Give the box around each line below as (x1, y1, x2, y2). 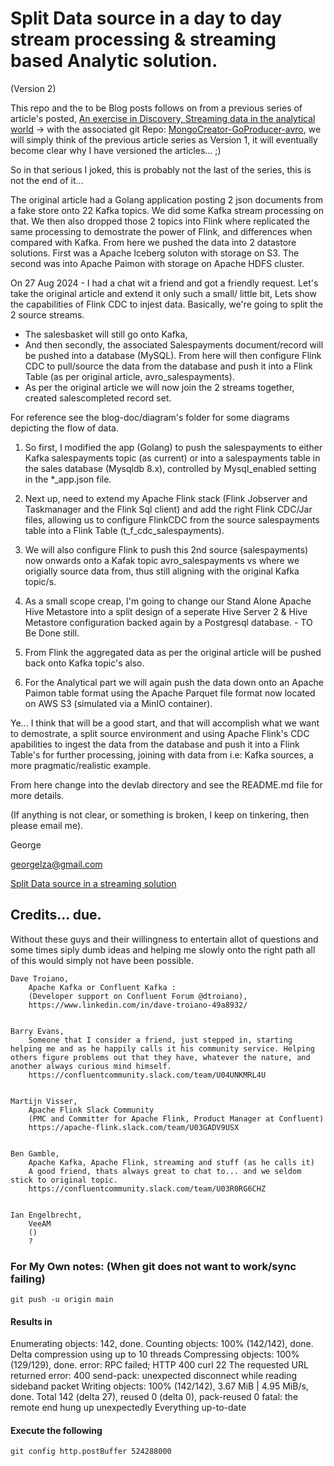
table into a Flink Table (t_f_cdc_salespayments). (24, 524, 225, 536)
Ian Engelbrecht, (10, 1210, 83, 1220)
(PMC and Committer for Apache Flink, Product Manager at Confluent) (28, 1113, 325, 1124)
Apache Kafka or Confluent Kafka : (28, 982, 177, 992)
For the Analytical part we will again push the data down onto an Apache (24, 676, 324, 688)
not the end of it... (10, 174, 84, 186)
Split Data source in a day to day (10, 7, 283, 30)
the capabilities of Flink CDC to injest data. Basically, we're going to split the (10, 298, 324, 310)
